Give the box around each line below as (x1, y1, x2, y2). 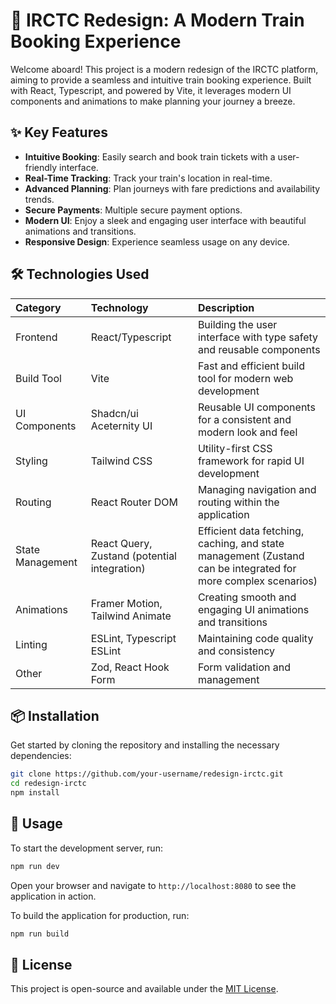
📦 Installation (10, 707, 100, 724)
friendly (24, 161, 58, 173)
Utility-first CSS (197, 441, 273, 455)
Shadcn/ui (90, 406, 139, 420)
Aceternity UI (90, 419, 153, 433)
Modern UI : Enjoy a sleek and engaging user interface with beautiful (24, 214, 307, 226)
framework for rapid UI (197, 454, 305, 468)
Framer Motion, (90, 596, 163, 610)
